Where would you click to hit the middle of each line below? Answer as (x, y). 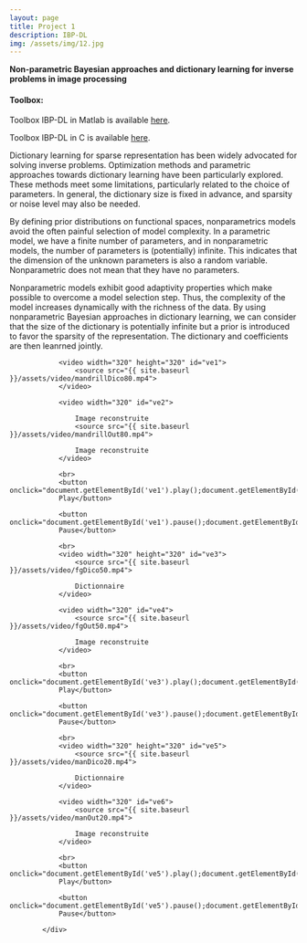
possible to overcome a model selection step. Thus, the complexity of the (148, 298)
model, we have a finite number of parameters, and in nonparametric (139, 241)
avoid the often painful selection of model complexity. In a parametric (140, 231)
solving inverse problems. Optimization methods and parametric (130, 165)
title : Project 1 (42, 26)
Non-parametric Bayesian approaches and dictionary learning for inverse (152, 69)
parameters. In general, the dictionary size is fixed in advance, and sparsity (151, 194)
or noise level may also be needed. (75, 204)
